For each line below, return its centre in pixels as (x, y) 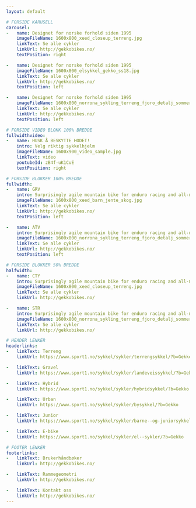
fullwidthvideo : (26, 135)
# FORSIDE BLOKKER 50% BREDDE (43, 265)
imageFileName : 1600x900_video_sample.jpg (69, 152)
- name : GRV (23, 190)
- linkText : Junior (32, 416)
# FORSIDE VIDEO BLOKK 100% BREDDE (49, 130)
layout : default (26, 11)
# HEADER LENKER (26, 341)
